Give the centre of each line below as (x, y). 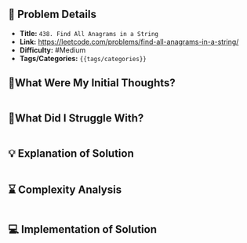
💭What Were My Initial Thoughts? (92, 83)
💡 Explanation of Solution (71, 153)
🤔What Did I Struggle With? (76, 118)
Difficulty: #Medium (53, 50)
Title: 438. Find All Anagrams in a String (89, 33)
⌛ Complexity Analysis (65, 189)
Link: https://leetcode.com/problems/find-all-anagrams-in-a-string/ (129, 42)
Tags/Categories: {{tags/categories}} (83, 58)
